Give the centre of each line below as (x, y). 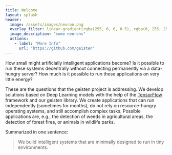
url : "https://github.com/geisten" (57, 48)
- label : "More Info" (37, 44)
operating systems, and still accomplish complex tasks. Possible (73, 111)
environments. (33, 147)
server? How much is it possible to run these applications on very (90, 74)
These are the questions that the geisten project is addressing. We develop (84, 89)
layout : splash (21, 15)
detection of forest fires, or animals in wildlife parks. (60, 122)
